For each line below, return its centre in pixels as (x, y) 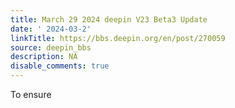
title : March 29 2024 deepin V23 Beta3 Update (109, 19)
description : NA (44, 57)
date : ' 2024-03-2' (51, 29)
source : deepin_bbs (51, 47)
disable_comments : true (60, 66)
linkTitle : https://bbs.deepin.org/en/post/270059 (118, 38)
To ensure (31, 94)
